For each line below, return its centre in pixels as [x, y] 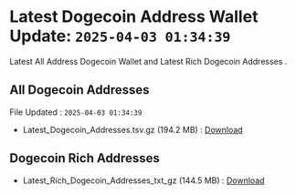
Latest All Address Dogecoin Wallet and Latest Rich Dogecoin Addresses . [148, 61]
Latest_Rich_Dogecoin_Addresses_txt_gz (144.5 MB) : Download [143, 180]
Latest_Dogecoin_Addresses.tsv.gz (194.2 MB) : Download [133, 129]
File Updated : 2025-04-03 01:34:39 [76, 112]
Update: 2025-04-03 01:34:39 [120, 36]
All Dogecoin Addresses [79, 90]
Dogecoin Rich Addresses [85, 158]
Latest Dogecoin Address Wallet [134, 17]
